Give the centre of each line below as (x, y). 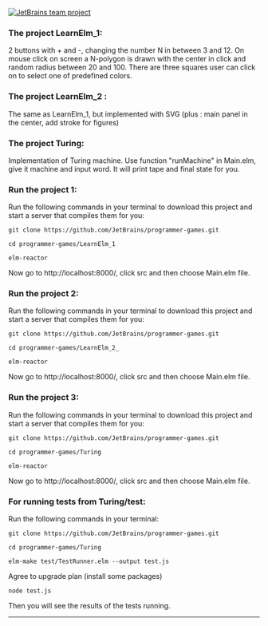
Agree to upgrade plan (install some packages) (85, 576)
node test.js (30, 591)
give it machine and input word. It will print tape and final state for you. (124, 168)
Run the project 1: (43, 189)
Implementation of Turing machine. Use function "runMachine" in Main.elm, (132, 160)
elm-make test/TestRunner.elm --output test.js (89, 562)
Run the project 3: (44, 398)
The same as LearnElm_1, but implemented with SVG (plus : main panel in (128, 114)
